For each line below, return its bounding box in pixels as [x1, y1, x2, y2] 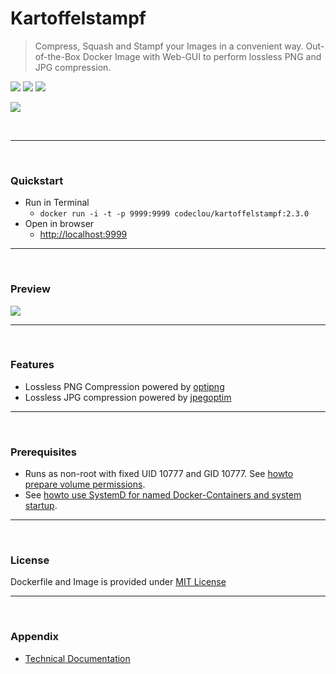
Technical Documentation [24, 652, 131, 664]
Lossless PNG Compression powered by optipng [24, 380, 225, 392]
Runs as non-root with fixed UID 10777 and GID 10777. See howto [24, 468, 294, 480]
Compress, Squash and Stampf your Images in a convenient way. [34, 40, 304, 52]
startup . [24, 500, 58, 512]
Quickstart [10, 173, 64, 187]
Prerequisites [10, 445, 77, 459]
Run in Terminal [24, 197, 90, 209]
